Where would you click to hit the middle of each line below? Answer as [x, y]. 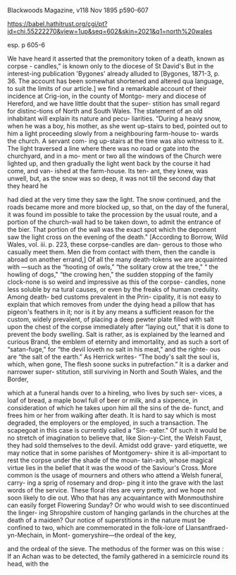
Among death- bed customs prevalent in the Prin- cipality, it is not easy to [114, 297]
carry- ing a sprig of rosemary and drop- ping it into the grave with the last [116, 483]
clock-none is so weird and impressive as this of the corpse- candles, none [117, 282]
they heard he [27, 186]
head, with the [28, 564]
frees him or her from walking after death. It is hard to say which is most [112, 415]
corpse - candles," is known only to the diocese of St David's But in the [111, 66]
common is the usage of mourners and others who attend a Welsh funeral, [115, 475]
